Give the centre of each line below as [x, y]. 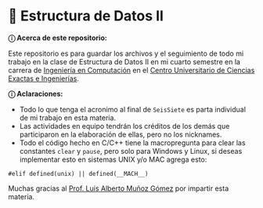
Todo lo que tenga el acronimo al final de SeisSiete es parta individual [133, 109]
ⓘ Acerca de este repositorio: [58, 38]
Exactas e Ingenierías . [44, 78]
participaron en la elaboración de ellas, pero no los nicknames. [121, 134]
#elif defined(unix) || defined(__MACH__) [78, 173]
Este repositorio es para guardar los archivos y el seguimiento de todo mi [126, 53]
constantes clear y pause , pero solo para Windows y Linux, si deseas [131, 151]
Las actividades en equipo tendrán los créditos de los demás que [124, 126]
